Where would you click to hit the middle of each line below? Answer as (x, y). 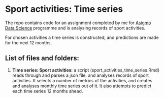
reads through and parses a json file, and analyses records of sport (81, 75)
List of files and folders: (42, 58)
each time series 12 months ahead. (48, 91)
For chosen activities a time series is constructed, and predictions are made (82, 37)
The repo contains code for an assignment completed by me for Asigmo (78, 23)
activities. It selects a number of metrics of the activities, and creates (82, 80)
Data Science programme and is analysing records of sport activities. (75, 28)
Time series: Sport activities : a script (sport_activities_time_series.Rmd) (86, 70)
